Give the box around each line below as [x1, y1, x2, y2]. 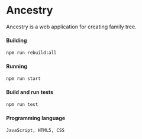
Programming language [6, 114, 66, 121]
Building [6, 37, 27, 44]
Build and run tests [6, 88, 54, 95]
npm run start [6, 76, 41, 82]
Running [6, 63, 28, 70]
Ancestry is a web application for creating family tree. [6, 23, 137, 30]
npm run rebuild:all [6, 50, 57, 56]
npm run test [6, 102, 38, 108]
